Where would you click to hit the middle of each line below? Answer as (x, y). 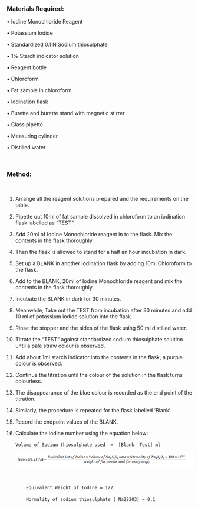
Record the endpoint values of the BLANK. (67, 422)
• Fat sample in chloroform (39, 90)
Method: (19, 174)
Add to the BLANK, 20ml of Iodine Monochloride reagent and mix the (99, 281)
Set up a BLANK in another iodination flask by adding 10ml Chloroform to (103, 263)
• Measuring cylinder (32, 136)
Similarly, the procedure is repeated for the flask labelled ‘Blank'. (93, 410)
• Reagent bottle (27, 67)
